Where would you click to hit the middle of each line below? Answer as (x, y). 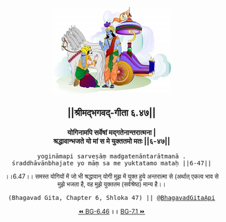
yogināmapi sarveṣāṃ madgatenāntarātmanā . (112, 156)
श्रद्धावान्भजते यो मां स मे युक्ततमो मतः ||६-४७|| (112, 141)
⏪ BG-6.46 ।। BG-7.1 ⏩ (112, 211)
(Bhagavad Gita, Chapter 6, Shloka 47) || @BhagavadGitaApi (112, 197)
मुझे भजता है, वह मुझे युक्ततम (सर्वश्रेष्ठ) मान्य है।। (112, 184)
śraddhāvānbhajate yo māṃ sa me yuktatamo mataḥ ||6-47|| (112, 163)
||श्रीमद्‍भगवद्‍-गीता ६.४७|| (112, 113)
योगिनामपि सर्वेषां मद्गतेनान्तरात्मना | (112, 133)
